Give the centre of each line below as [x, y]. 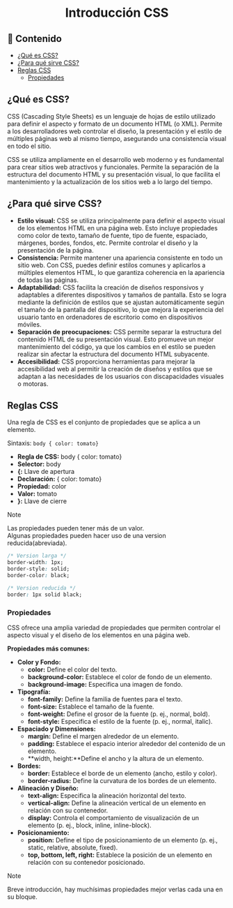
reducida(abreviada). [37, 543]
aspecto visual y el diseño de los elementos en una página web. [98, 635]
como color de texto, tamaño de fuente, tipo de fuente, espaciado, [112, 235]
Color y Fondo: [39, 662]
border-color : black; [39, 576]
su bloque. [23, 896]
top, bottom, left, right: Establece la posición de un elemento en [120, 855]
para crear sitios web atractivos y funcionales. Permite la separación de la [113, 167]
